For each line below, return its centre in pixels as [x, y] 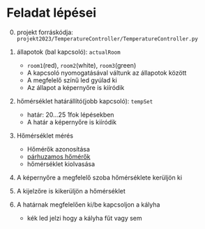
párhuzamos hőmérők [59, 156]
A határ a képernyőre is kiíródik [72, 122]
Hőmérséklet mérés [45, 135]
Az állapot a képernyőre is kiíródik [76, 87]
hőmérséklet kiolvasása [61, 164]
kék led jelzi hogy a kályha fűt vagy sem [84, 218]
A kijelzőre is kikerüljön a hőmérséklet [71, 191]
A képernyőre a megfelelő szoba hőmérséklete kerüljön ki [99, 177]
